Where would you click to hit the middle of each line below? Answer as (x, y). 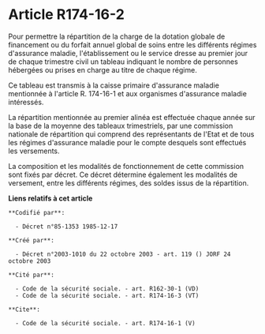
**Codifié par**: (37, 212)
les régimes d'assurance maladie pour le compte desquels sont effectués (127, 142)
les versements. (34, 151)
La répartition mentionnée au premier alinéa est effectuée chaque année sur (132, 117)
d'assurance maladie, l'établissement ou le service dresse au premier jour (128, 53)
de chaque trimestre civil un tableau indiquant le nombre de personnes (123, 62)
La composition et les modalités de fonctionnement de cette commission (126, 166)
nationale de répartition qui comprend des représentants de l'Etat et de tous (131, 134)
